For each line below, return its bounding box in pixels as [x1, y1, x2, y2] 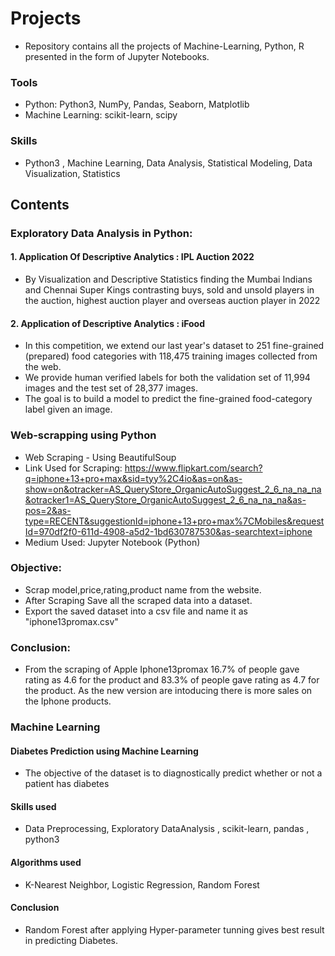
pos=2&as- [24, 504, 72, 516]
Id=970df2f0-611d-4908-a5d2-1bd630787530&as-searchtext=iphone [24, 525, 313, 537]
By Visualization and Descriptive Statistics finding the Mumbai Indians [24, 273, 313, 286]
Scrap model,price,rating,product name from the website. [24, 583, 262, 596]
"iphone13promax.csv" [24, 615, 119, 627]
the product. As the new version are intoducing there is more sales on [24, 685, 313, 697]
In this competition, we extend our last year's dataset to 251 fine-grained [24, 340, 325, 352]
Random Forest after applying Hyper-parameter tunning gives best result [24, 923, 325, 936]
